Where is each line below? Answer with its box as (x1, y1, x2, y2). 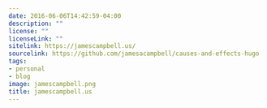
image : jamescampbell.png (8, 80, 96, 88)
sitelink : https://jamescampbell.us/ (8, 42, 136, 50)
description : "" (8, 19, 63, 28)
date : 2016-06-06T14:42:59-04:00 (8, 11, 122, 20)
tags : (8, 58, 27, 66)
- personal (8, 65, 45, 73)
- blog (8, 72, 31, 80)
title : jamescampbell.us (8, 87, 93, 96)
